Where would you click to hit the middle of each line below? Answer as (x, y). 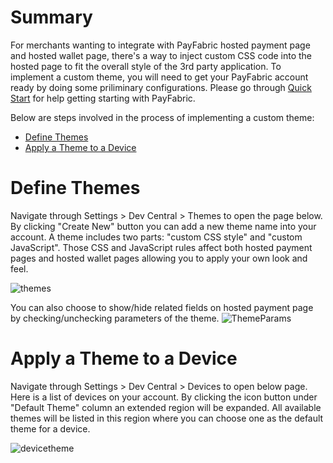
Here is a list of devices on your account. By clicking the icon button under (164, 397)
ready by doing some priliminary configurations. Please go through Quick (161, 87)
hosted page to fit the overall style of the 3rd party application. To (146, 66)
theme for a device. (50, 428)
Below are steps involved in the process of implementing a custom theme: (162, 117)
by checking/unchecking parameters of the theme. (115, 318)
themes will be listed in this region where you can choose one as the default (167, 418)
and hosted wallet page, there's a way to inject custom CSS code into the (161, 55)
